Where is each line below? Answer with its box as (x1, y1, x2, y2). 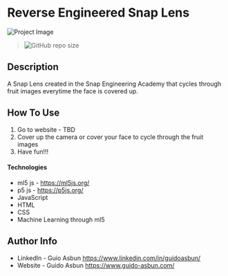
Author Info (7, 235, 57, 247)
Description (7, 61, 59, 73)
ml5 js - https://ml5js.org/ (17, 178, 90, 187)
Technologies (7, 163, 48, 172)
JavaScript (17, 193, 48, 201)
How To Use (7, 107, 60, 119)
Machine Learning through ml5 (17, 215, 105, 223)
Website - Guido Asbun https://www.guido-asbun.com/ (17, 261, 175, 269)
